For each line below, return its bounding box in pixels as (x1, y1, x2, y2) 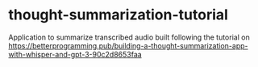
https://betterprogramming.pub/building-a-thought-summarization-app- (8, 40, 248, 50)
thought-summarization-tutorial (8, 6, 228, 24)
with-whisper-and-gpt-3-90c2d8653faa (8, 49, 143, 59)
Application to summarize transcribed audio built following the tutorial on (8, 32, 250, 42)
